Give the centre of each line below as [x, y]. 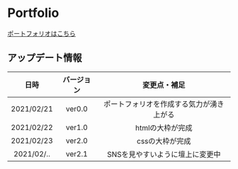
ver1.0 [77, 127]
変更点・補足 [164, 85]
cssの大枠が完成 [164, 141]
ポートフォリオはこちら [41, 33]
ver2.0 [77, 141]
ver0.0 [77, 109]
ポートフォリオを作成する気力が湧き [164, 104]
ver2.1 [77, 153]
